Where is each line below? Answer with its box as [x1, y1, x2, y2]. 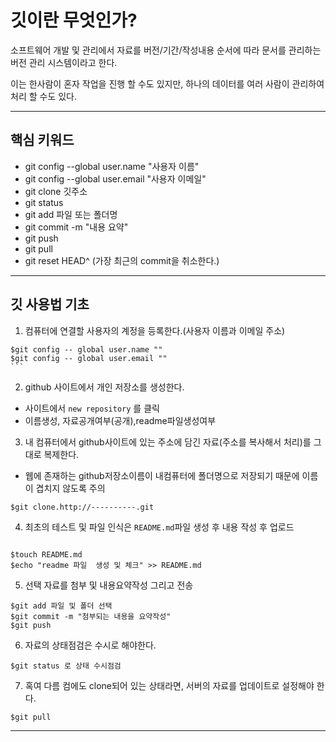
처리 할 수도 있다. [10, 90, 78, 102]
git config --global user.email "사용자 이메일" [24, 172, 207, 185]
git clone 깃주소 [24, 185, 88, 197]
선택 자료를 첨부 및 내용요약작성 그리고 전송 [24, 579, 194, 591]
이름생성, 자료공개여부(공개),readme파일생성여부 [24, 414, 217, 426]
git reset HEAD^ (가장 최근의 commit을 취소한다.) [24, 254, 220, 266]
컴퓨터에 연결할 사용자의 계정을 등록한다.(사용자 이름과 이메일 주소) [24, 324, 286, 336]
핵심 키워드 [10, 132, 75, 149]
